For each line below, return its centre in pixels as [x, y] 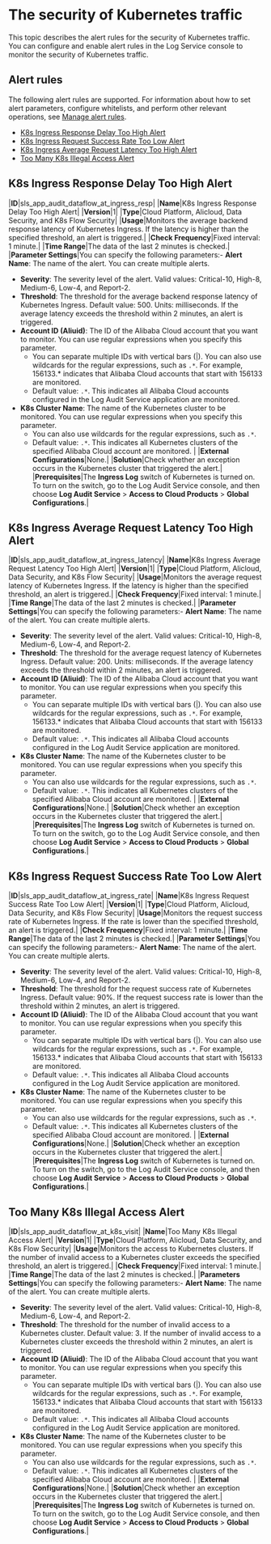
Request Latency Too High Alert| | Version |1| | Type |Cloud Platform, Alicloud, [135, 569]
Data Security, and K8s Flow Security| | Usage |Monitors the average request [135, 577]
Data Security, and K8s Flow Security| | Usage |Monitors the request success [135, 913]
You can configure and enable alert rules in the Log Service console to [126, 45]
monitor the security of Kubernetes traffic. [78, 54]
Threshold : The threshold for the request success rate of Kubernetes [135, 989]
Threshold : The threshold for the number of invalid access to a [125, 1324]
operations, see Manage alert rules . [68, 117]
